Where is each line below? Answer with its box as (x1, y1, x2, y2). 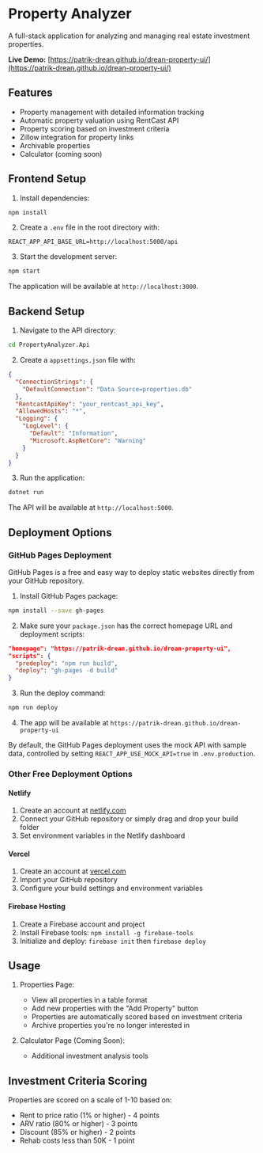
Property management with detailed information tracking (19, 107, 205, 116)
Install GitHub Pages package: (19, 591, 118, 600)
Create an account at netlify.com (19, 805, 126, 816)
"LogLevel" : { (22, 422, 69, 430)
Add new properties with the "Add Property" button (31, 1003, 199, 1014)
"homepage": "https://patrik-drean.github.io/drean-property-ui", (8, 645, 231, 653)
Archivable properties (19, 140, 91, 150)
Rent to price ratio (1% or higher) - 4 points (19, 1110, 160, 1121)
